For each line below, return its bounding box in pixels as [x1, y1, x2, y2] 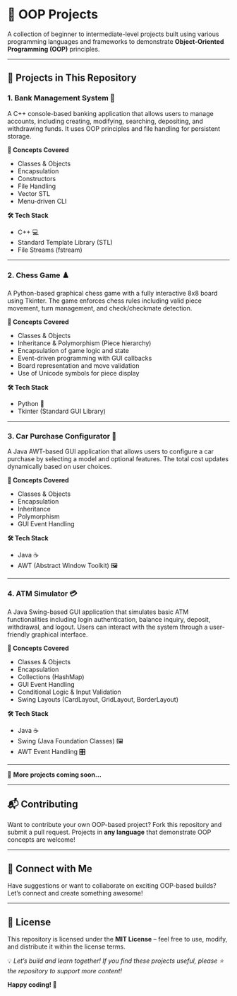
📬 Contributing [7, 798, 78, 810]
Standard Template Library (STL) [17, 238, 113, 246]
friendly [7, 630, 30, 639]
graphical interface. [31, 630, 88, 639]
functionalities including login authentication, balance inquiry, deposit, [7, 615, 211, 623]
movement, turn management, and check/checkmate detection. [7, 303, 193, 312]
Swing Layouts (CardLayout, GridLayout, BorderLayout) [17, 695, 178, 703]
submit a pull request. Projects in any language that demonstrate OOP [7, 828, 212, 837]
